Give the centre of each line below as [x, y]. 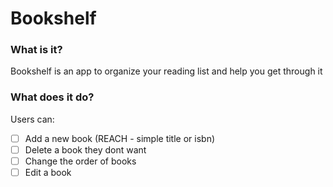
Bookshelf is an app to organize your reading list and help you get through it [166, 71]
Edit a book [48, 172]
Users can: [32, 119]
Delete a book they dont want [85, 149]
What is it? [36, 50]
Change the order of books [80, 161]
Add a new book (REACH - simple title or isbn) [120, 138]
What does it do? [52, 97]
